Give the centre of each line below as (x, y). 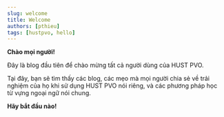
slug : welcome (28, 13)
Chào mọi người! (31, 52)
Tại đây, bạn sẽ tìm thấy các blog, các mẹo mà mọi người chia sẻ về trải (109, 79)
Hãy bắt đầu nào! (32, 106)
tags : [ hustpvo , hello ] (41, 32)
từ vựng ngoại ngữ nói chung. (49, 93)
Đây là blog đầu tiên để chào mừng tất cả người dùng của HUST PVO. (106, 65)
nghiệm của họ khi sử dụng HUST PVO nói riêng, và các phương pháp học (112, 86)
